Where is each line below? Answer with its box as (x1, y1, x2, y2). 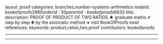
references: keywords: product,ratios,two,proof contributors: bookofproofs (5, 25, 155, 30)
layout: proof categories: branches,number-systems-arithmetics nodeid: (5, 4, 149, 10)
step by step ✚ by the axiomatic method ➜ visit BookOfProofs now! (5, 19, 139, 25)
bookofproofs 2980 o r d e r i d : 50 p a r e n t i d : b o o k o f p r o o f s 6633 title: (5, 9, 135, 15)
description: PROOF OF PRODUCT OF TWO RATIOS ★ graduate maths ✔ (5, 15, 151, 20)
